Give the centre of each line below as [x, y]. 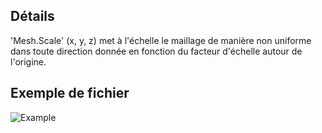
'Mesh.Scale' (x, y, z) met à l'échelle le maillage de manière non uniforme [161, 40]
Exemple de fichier [70, 93]
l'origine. [28, 61]
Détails [32, 16]
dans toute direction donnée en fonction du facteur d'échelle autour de [156, 51]
